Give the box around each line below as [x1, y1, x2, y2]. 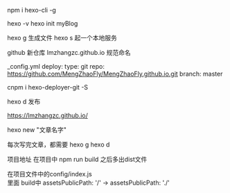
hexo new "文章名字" [7, 126, 67, 134]
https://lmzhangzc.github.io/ [7, 111, 89, 119]
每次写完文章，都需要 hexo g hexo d [7, 140, 110, 149]
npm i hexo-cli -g [7, 6, 57, 14]
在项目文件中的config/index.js [7, 170, 92, 178]
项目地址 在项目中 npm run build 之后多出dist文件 [7, 156, 148, 163]
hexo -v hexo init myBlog [7, 19, 78, 27]
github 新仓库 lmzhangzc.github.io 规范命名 [7, 49, 131, 56]
